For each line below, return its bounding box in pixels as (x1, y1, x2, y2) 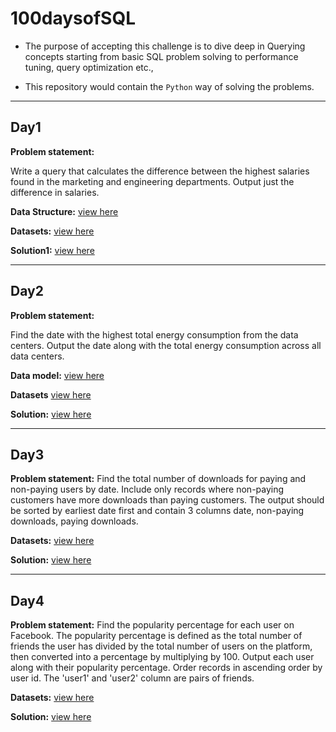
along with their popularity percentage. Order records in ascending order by (10, 662, 323, 674)
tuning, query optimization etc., (24, 61, 154, 73)
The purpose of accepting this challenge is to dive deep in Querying (24, 40, 306, 52)
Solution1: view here (10, 244, 95, 256)
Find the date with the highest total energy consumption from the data (10, 328, 299, 341)
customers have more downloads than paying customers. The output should (10, 494, 325, 506)
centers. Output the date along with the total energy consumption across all (10, 339, 322, 351)
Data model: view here (10, 369, 105, 381)
